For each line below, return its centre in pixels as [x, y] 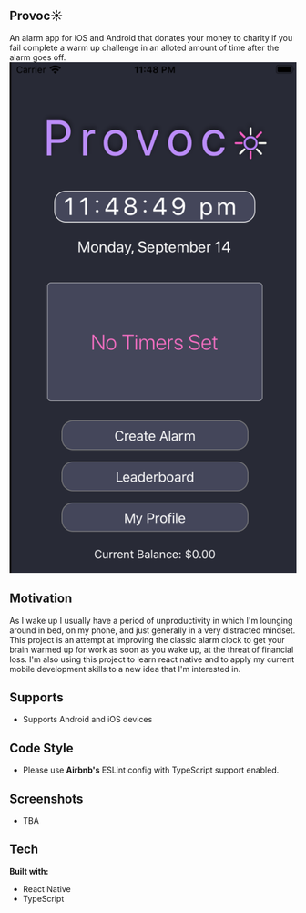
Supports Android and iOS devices [87, 720]
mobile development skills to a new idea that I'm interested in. [125, 669]
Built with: [29, 871]
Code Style [41, 748]
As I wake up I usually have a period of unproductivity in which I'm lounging [151, 620]
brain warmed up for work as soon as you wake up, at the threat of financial [152, 649]
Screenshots [46, 799]
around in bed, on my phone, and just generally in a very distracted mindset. [153, 630]
